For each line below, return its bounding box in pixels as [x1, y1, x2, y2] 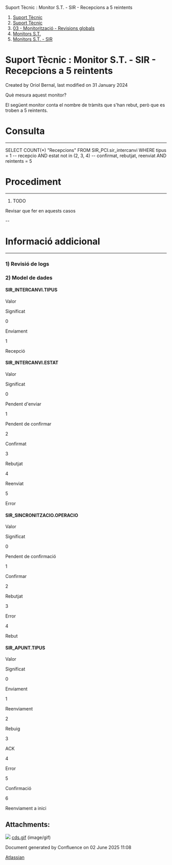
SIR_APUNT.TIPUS [5, 644, 46, 651]
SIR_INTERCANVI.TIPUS [5, 287, 58, 293]
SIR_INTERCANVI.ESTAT [5, 359, 59, 366]
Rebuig [5, 726, 20, 732]
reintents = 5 [5, 158, 32, 164]
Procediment [5, 176, 61, 188]
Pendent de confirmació [5, 553, 56, 560]
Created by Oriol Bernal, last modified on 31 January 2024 [5, 82, 128, 88]
